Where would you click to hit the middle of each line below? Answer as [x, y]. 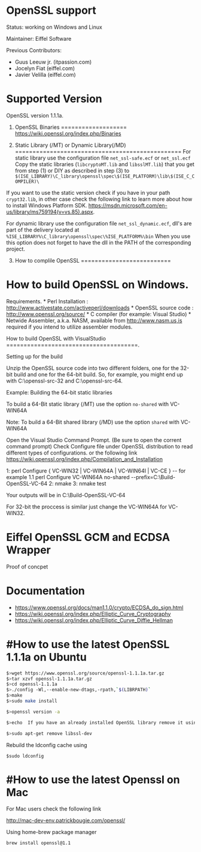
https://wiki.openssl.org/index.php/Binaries [68, 133]
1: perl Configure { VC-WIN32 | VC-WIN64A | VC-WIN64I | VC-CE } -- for [96, 471]
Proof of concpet [27, 567]
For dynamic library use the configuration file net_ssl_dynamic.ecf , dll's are [99, 223]
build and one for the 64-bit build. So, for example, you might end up [99, 374]
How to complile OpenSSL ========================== [93, 260]
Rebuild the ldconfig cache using [47, 745]
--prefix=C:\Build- [153, 477]
